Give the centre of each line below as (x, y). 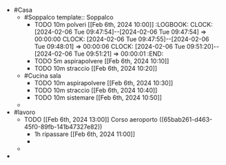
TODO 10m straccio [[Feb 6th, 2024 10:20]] (95, 68)
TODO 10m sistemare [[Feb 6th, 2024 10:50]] (98, 98)
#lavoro (24, 112)
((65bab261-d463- (186, 119)
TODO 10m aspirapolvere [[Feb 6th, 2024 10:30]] (104, 83)
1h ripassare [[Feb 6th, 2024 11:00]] (85, 134)
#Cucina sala (42, 76)
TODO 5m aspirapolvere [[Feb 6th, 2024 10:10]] (102, 61)
